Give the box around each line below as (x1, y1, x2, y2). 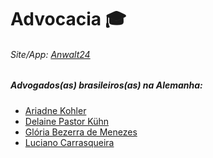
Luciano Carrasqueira (24, 136, 115, 148)
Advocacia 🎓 (10, 8, 127, 31)
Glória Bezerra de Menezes (24, 126, 138, 138)
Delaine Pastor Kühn (24, 115, 110, 127)
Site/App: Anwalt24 (10, 48, 91, 60)
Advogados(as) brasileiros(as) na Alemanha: (10, 79, 203, 91)
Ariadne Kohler (24, 104, 87, 116)
